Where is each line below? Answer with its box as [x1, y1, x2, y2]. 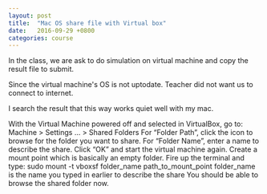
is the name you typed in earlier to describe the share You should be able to [8, 170, 259, 180]
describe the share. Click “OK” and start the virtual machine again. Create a [8, 145, 258, 154]
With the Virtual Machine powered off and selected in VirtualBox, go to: [8, 119, 243, 129]
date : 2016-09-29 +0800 [8, 26, 95, 34]
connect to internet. [8, 89, 74, 98]
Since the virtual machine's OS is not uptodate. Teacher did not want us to [8, 80, 254, 89]
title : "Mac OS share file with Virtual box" [8, 19, 167, 27]
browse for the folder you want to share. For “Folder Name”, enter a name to [8, 137, 259, 146]
